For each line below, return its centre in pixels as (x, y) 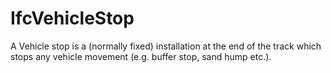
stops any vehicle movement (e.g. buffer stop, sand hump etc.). (141, 56)
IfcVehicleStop (72, 18)
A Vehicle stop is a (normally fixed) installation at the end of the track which (166, 46)
